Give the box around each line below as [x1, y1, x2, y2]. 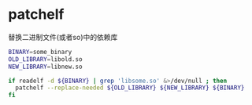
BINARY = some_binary [8, 48, 72, 56]
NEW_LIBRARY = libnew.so [8, 63, 83, 71]
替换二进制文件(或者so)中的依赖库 [8, 32, 118, 42]
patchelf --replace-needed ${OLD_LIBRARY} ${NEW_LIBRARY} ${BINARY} [15, 84, 245, 92]
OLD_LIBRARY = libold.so [8, 55, 83, 63]
